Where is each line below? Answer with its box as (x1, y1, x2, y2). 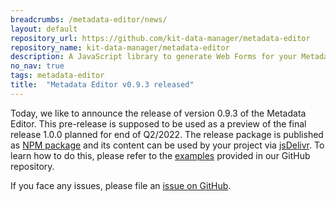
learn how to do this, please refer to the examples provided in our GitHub (10, 149, 311, 161)
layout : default (10, 24, 78, 34)
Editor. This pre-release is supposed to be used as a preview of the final (10, 117, 307, 130)
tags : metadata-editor (10, 71, 105, 81)
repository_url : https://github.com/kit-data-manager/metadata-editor (10, 33, 311, 43)
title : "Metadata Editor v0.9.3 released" (10, 80, 195, 90)
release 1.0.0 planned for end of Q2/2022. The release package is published (10, 128, 324, 140)
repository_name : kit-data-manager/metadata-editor (10, 42, 230, 53)
